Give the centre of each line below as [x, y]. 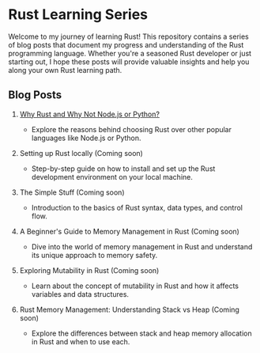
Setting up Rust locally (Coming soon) [81, 153]
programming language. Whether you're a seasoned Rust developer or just [130, 53]
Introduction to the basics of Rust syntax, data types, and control [137, 207]
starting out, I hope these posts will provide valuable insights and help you [129, 62]
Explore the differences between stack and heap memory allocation [142, 333]
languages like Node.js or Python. [86, 138]
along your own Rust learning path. [65, 70]
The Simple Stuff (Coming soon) [72, 192]
